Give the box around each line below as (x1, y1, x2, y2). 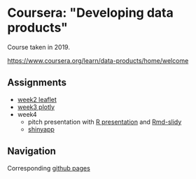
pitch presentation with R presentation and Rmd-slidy (27, 117, 182, 126)
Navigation (7, 145, 56, 157)
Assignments (7, 77, 67, 89)
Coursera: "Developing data (7, 5, 174, 21)
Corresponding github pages (7, 164, 91, 172)
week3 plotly (17, 103, 55, 111)
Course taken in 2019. (7, 43, 70, 51)
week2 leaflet (17, 95, 57, 103)
